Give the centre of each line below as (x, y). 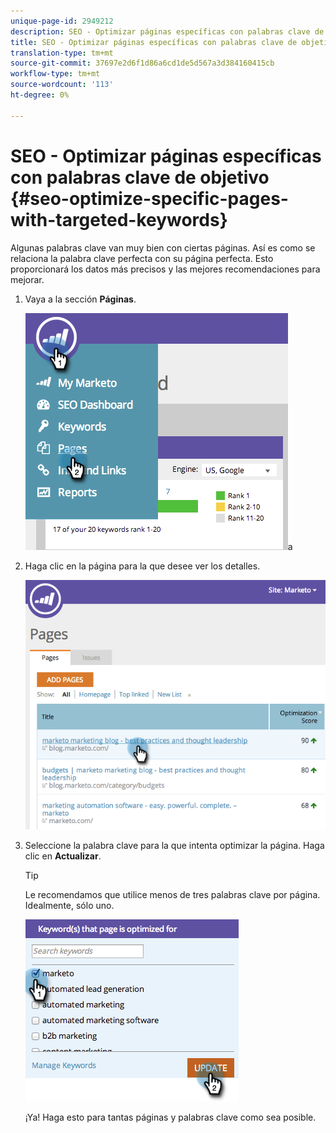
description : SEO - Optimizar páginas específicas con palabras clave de (167, 31)
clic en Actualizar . (63, 856)
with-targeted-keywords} (119, 219)
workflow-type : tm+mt (55, 74)
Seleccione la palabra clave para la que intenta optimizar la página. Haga (174, 845)
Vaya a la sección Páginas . (80, 299)
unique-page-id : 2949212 (62, 21)
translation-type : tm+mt (62, 53)
